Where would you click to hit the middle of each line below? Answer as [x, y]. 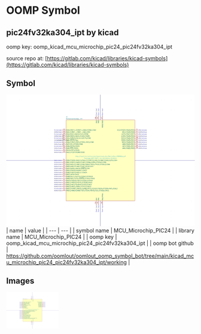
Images [20, 281]
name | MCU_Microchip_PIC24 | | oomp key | [62, 237]
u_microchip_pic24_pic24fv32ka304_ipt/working [67, 262]
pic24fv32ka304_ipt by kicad [63, 33]
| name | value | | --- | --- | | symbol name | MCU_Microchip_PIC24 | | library [100, 230]
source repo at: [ [27, 58]
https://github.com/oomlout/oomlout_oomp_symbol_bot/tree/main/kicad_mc [100, 256]
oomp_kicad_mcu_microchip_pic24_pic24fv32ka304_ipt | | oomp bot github [100, 243]
